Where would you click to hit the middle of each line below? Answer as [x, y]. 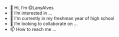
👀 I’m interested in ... [31, 13]
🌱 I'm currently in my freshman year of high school [62, 18]
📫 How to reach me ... [33, 29]
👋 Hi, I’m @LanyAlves [32, 8]
